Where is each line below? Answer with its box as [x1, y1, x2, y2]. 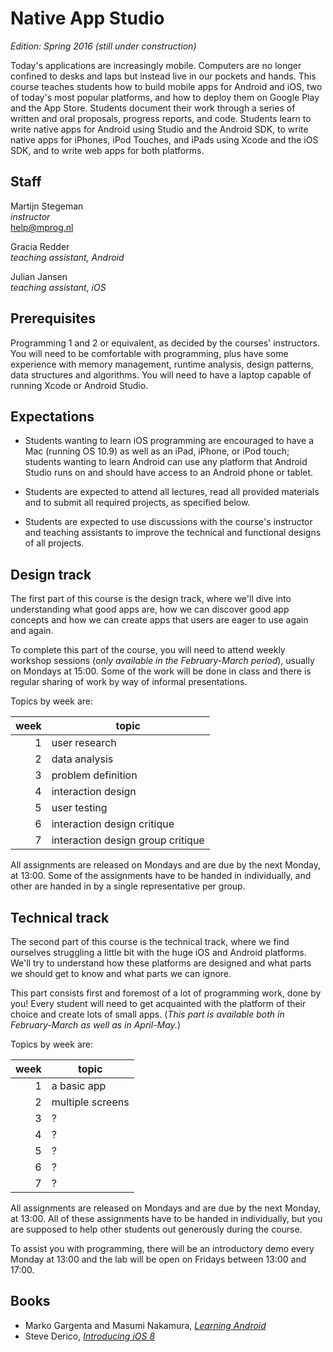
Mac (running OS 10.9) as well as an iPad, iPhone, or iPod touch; [24, 445, 290, 457]
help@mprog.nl [10, 221, 74, 233]
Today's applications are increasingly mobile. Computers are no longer [10, 59, 302, 71]
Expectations [10, 408, 95, 425]
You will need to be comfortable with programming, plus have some [10, 347, 289, 359]
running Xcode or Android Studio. [10, 379, 149, 391]
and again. [10, 625, 54, 637]
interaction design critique [51, 817, 175, 831]
